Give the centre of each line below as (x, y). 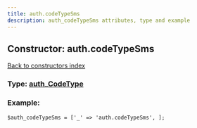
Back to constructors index (46, 66)
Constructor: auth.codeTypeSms (81, 49)
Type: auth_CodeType (45, 84)
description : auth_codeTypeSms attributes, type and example (99, 20)
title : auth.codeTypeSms (44, 14)
